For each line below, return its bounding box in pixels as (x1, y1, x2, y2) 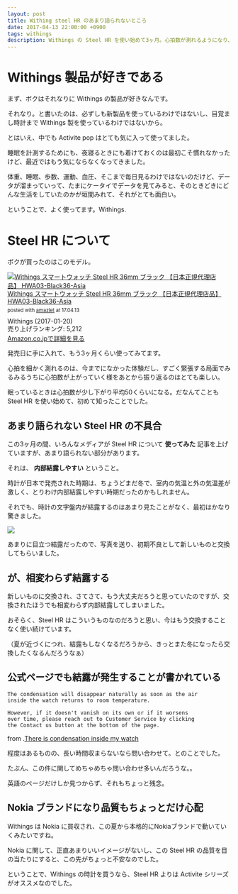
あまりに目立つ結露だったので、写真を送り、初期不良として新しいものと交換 (7, 540, 230, 548)
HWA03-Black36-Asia (7, 297, 72, 305)
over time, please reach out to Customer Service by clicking (7, 715, 195, 722)
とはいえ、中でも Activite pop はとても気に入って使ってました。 (7, 133, 193, 142)
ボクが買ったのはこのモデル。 (7, 258, 94, 266)
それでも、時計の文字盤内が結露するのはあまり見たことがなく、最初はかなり (7, 503, 231, 512)
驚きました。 (7, 512, 45, 520)
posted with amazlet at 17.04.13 (7, 307, 80, 314)
